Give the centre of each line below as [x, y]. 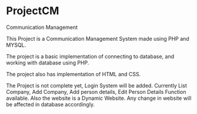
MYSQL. [16, 45]
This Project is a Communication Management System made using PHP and [98, 38]
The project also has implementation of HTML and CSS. [74, 74]
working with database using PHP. [48, 63]
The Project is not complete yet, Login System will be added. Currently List [96, 85]
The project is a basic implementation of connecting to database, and [90, 56]
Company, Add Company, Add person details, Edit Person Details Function [96, 92]
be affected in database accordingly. [51, 104]
